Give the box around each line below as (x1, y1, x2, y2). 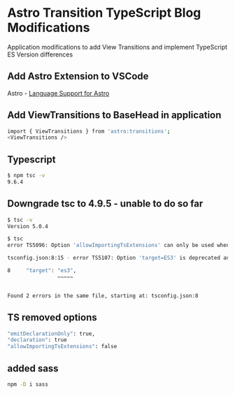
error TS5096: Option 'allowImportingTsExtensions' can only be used (7, 242, 215, 249)
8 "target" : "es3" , (7, 267, 77, 274)
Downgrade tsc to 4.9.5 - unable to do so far (7, 197, 204, 210)
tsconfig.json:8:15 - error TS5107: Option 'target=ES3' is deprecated (7, 255, 220, 262)
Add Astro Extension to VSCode (7, 70, 149, 82)
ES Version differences (7, 50, 73, 59)
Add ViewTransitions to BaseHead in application (7, 110, 222, 121)
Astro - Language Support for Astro (7, 89, 110, 97)
